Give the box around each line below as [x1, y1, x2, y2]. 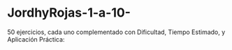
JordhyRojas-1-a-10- [7, 5, 131, 21]
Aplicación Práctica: [7, 35, 65, 43]
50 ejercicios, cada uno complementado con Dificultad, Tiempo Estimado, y [7, 28, 226, 36]
